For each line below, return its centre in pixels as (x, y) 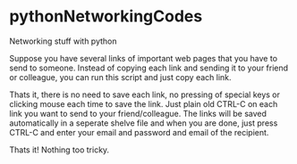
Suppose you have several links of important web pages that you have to (144, 58)
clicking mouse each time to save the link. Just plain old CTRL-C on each (144, 103)
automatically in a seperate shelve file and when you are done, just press (144, 123)
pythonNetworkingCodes (106, 16)
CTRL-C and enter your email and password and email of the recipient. (139, 132)
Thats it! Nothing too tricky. (59, 150)
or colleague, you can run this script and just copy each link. (120, 77)
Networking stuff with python (63, 41)
